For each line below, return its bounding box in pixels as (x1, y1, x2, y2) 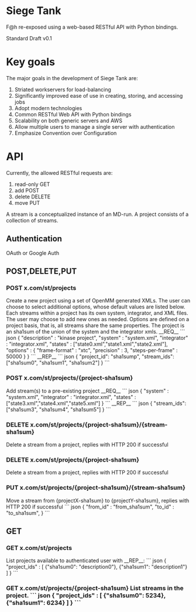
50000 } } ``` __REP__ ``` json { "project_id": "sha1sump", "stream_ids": (6, 353, 174, 360)
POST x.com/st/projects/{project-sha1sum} (6, 374, 133, 382)
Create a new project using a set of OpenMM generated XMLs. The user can (6, 297, 191, 304)
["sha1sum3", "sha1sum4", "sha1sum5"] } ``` (6, 405, 111, 413)
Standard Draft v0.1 (6, 35, 53, 42)
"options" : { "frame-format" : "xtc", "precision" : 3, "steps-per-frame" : (6, 347, 178, 354)
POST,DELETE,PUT (6, 266, 77, 276)
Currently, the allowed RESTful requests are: (6, 169, 113, 176)
